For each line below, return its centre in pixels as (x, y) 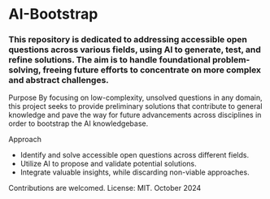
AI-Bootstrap (53, 14)
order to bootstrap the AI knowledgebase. (78, 123)
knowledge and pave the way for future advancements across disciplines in (135, 115)
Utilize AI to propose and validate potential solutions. (108, 164)
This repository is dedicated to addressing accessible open (128, 40)
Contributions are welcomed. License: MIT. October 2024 (105, 188)
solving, (25, 70)
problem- (231, 60)
